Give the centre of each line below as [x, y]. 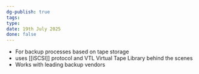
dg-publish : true [28, 12]
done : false [21, 35]
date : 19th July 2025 [34, 29]
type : [13, 23]
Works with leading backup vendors [60, 65]
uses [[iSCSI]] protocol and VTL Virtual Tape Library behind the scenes [104, 58]
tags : [13, 18]
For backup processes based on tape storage [72, 52]
